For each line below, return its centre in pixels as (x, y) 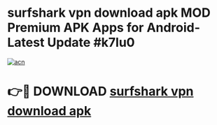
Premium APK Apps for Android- (104, 28)
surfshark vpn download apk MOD (109, 13)
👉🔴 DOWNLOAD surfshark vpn (100, 91)
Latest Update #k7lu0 (71, 43)
